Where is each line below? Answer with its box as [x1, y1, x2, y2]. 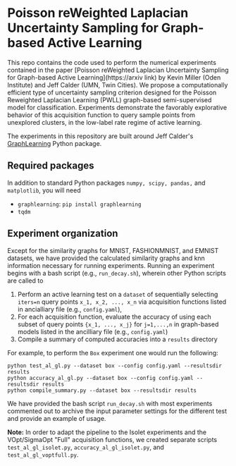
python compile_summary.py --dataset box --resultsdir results [7, 386, 197, 394]
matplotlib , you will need [7, 185, 81, 195]
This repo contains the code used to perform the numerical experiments [7, 58, 217, 66]
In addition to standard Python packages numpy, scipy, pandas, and [7, 178, 206, 187]
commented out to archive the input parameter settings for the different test [7, 407, 228, 415]
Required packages [7, 160, 94, 172]
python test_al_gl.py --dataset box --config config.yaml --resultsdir [7, 362, 222, 369]
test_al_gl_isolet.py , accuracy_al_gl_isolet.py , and [7, 443, 164, 451]
